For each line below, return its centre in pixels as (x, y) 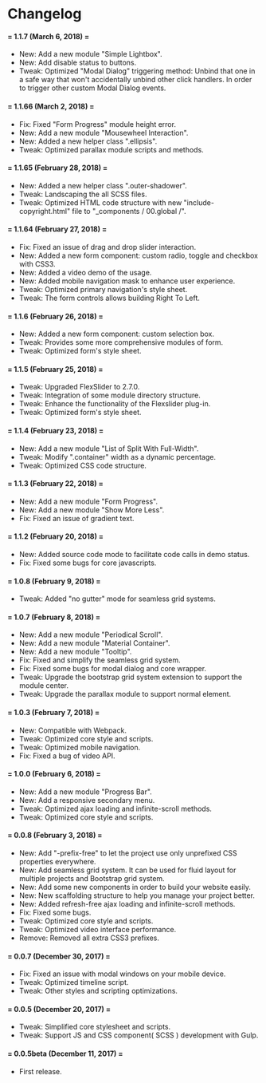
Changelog (45, 14)
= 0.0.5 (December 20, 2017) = (59, 1009)
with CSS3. (37, 264)
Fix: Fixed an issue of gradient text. (76, 518)
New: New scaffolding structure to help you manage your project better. (137, 895)
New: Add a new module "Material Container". (94, 643)
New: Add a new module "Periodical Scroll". (91, 634)
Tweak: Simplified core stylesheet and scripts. (95, 1027)
